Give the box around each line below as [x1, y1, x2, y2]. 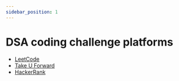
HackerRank [14, 68, 46, 76]
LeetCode [14, 55, 40, 63]
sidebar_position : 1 [5, 9, 59, 15]
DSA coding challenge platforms [5, 35, 174, 49]
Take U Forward [14, 62, 55, 69]
